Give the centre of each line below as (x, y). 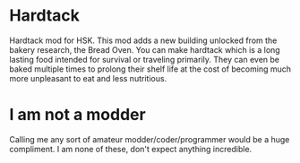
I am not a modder (77, 115)
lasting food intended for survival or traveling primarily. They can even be (145, 59)
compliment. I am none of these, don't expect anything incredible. (131, 149)
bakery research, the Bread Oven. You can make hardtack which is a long (145, 49)
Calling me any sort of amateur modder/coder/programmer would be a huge (150, 139)
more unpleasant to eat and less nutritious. (88, 78)
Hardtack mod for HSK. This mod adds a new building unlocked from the (143, 40)
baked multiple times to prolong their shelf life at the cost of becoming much (150, 69)
